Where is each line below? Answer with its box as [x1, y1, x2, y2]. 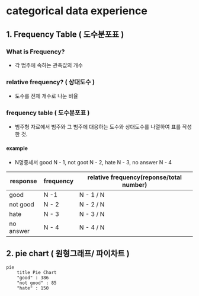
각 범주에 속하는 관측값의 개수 [14, 61, 83, 69]
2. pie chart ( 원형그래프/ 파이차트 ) [6, 249, 130, 259]
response [9, 177, 37, 185]
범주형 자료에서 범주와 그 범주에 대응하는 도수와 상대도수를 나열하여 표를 [14, 123, 181, 131]
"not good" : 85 [17, 280, 57, 286]
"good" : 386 [17, 275, 49, 281]
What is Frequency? [6, 47, 65, 56]
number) [122, 180, 147, 189]
